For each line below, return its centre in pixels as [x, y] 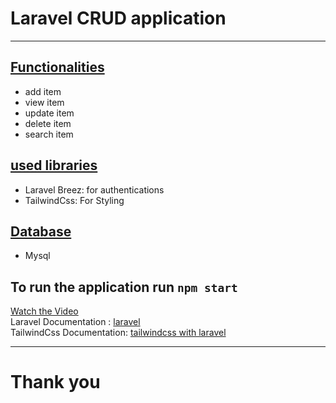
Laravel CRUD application [118, 18]
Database [41, 231]
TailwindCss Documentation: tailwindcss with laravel [118, 333]
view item [44, 102]
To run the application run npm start [124, 287]
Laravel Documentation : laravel [75, 322]
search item [49, 134]
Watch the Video [44, 311]
